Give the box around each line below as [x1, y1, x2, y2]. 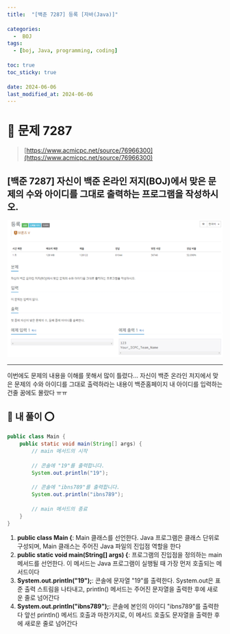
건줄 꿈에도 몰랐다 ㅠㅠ [7, 388, 68, 397]
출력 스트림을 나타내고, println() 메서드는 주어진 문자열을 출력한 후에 [24, 585, 206, 593]
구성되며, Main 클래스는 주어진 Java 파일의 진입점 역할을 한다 [16, 542, 181, 550]
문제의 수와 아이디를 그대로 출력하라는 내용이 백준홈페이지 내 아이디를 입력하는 [14, 380, 223, 388]
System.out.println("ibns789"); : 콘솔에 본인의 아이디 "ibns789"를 [16, 602, 201, 610]
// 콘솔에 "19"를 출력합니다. [31, 462, 105, 469]
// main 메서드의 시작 [31, 447, 88, 454]
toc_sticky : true [7, 69, 57, 75]
